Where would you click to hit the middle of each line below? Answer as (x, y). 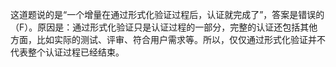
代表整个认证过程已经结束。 (67, 52)
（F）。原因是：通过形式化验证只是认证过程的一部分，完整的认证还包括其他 (164, 27)
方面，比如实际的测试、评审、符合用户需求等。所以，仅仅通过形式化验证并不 (168, 39)
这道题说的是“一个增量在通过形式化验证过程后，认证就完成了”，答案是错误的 (167, 14)
